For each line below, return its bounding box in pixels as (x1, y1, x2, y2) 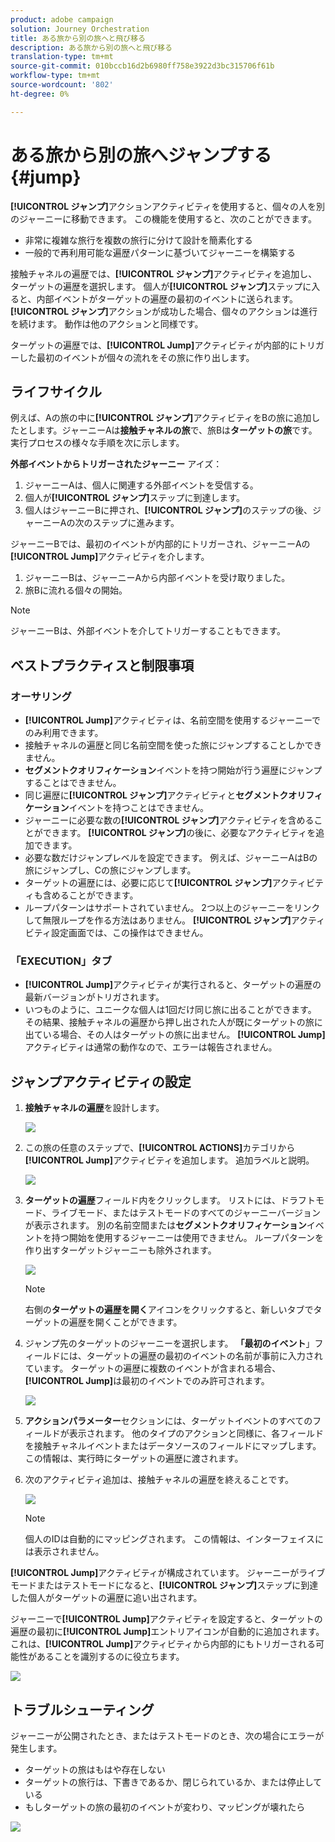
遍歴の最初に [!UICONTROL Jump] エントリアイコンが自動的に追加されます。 (10, 1626, 325, 1638)
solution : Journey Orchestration (10, 24, 150, 34)
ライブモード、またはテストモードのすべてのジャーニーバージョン (51, 1207, 322, 1219)
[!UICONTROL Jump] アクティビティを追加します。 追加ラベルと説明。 (24, 1154, 315, 1166)
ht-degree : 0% (10, 89, 70, 99)
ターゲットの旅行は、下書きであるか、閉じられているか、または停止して (24, 1776, 323, 1788)
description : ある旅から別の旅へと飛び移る (10, 42, 173, 53)
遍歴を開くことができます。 (68, 1316, 183, 1328)
